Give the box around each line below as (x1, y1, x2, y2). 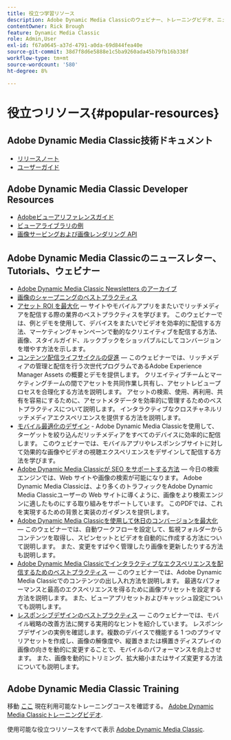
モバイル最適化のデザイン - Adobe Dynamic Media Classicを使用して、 (16, 422, 219, 430)
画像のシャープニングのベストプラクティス (16, 293, 137, 302)
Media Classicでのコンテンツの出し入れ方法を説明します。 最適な (16, 576, 203, 585)
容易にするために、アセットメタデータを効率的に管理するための (29, 396, 210, 405)
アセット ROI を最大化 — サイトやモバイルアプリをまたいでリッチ (16, 302, 203, 310)
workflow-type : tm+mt (7, 55, 69, 62)
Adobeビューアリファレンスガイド (16, 213, 115, 221)
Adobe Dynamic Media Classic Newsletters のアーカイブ (16, 284, 177, 293)
